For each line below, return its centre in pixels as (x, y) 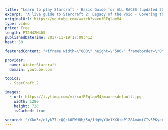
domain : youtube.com (31, 70)
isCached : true (30, 111)
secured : (14, 120)
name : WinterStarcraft (33, 65)
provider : (15, 60)
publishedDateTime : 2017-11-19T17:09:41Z (49, 38)
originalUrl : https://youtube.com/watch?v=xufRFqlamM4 (63, 19)
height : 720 (26, 106)
